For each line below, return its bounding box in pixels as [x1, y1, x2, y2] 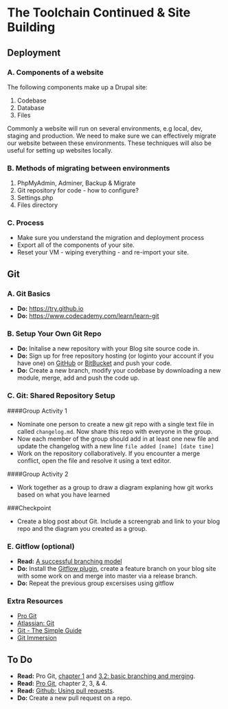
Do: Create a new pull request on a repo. [16, 694, 133, 702]
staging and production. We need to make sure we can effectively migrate [7, 131, 216, 140]
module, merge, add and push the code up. [16, 373, 139, 382]
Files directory [16, 201, 58, 209]
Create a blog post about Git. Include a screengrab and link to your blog [16, 517, 220, 525]
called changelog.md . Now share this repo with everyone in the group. [16, 427, 213, 435]
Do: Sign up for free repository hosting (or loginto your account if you [16, 352, 214, 360]
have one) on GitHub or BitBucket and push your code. [16, 359, 172, 367]
